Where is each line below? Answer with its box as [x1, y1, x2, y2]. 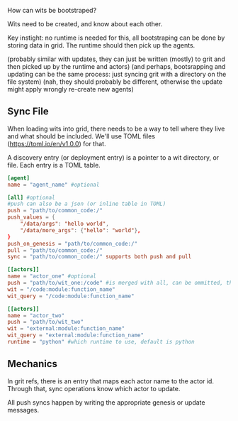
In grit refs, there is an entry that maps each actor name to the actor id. [7, 376, 215, 386]
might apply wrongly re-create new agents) [7, 85, 135, 93]
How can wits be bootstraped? [7, 6, 97, 14]
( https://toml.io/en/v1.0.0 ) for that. [7, 139, 106, 148]
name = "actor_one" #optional [7, 273, 97, 280]
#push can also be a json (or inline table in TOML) [7, 200, 166, 208]
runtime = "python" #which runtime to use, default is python [7, 339, 195, 346]
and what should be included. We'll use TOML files [7, 131, 156, 141]
